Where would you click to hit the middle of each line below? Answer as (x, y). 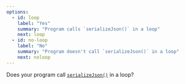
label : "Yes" (34, 23)
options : (17, 12)
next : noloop (34, 57)
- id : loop (26, 18)
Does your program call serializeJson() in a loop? (70, 74)
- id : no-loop (30, 40)
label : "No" (32, 46)
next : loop (31, 35)
